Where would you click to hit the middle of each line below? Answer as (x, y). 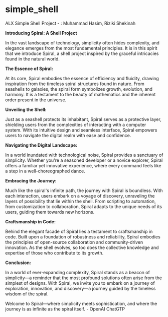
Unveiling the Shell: (26, 109)
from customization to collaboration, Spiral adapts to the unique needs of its (83, 206)
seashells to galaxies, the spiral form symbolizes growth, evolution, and (79, 89)
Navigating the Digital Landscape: (41, 145)
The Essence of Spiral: (29, 69)
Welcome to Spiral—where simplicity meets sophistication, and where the (81, 303)
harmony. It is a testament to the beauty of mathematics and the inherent (80, 94)
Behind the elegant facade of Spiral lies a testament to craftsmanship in (79, 231)
